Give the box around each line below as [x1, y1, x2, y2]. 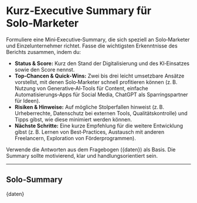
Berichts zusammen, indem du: [6, 48, 81, 55]
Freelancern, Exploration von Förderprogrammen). [14, 134, 136, 141]
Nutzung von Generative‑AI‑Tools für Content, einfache [14, 84, 148, 92]
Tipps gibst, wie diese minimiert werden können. [14, 116, 133, 123]
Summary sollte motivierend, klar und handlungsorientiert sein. [6, 152, 158, 159]
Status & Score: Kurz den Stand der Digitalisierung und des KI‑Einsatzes [14, 60, 189, 67]
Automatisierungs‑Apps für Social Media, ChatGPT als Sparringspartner [14, 91, 189, 98]
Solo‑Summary [6, 175, 63, 185]
